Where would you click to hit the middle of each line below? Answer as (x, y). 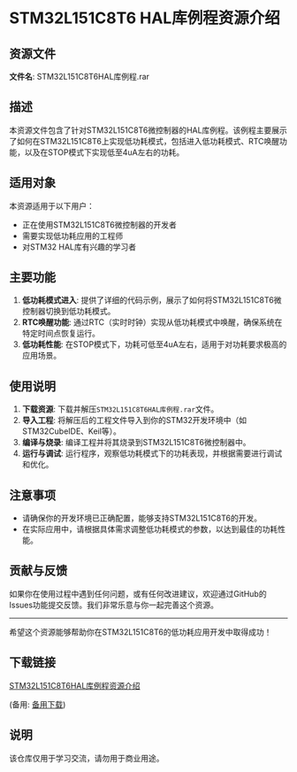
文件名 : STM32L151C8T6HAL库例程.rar (80, 77)
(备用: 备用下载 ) (38, 704)
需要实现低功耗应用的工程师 (72, 235)
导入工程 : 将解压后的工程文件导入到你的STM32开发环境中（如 (134, 421)
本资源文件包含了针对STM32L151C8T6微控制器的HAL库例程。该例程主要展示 (148, 130)
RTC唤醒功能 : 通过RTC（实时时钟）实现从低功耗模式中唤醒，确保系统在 (152, 322)
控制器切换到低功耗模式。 (69, 312)
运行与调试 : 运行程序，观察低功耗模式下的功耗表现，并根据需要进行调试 (152, 453)
